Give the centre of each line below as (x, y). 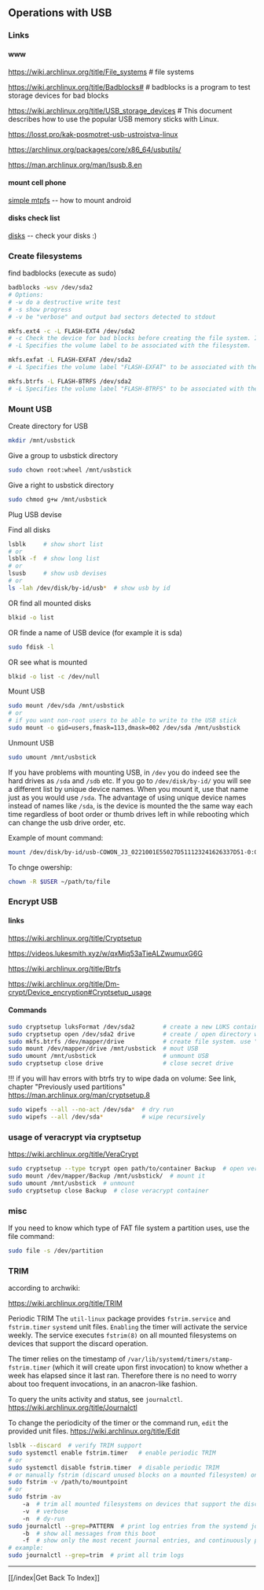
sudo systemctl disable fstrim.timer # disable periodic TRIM (114, 1467)
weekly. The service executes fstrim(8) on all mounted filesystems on (123, 1335)
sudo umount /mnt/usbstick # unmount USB (109, 1056)
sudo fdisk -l (31, 647)
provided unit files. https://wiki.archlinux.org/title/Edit (94, 1431)
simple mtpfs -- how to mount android (70, 200)
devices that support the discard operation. (78, 1344)
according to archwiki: (44, 1288)
